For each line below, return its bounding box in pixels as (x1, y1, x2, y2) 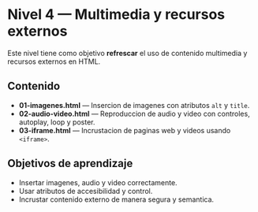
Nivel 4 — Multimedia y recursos (7, 6, 226, 24)
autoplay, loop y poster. (18, 117, 95, 127)
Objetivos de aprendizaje (7, 157, 133, 170)
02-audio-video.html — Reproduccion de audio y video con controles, (18, 109, 250, 118)
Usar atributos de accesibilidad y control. (18, 186, 153, 195)
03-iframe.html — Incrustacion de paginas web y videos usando (18, 125, 231, 135)
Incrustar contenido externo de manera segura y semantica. (18, 195, 215, 204)
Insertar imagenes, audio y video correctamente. (18, 177, 178, 187)
